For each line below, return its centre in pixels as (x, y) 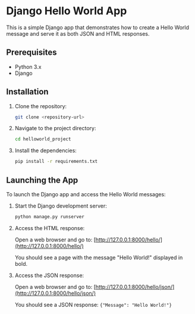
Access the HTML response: (50, 228)
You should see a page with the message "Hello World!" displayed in (99, 258)
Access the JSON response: (49, 275)
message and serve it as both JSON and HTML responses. (78, 33)
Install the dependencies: (46, 150)
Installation (27, 92)
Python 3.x (28, 67)
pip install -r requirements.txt (56, 162)
